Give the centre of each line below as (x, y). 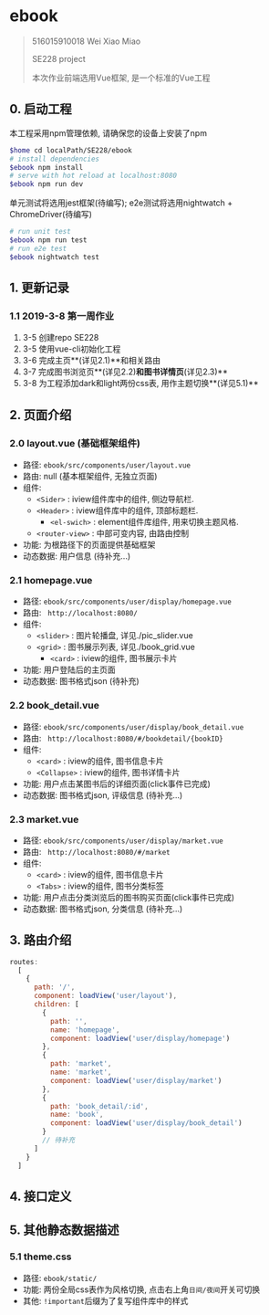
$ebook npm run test (49, 240)
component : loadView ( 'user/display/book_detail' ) (146, 1123)
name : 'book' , (77, 1115)
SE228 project (59, 58)
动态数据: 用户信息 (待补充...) (77, 556)
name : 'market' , (81, 1073)
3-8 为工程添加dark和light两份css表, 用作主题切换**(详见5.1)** (140, 384)
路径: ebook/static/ (60, 1278)
